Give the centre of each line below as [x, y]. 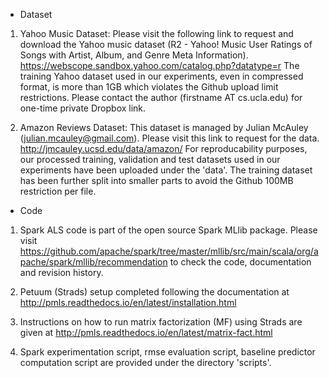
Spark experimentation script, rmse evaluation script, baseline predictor [167, 352]
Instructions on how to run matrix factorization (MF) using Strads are [161, 322]
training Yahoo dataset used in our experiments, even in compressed [161, 76]
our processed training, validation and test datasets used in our [150, 159]
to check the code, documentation [240, 262]
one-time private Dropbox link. [83, 108]
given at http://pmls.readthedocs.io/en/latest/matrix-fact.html [146, 332]
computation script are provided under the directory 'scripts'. [145, 362]
